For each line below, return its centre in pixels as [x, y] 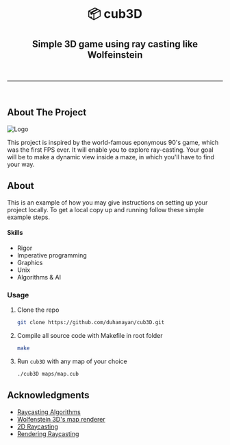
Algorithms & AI [39, 277]
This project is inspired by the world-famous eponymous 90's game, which [113, 142]
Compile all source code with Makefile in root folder [90, 335]
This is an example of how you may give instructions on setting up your [107, 202]
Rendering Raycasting [48, 433]
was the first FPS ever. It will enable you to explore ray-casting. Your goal [110, 150]
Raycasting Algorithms [49, 412]
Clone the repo [38, 310]
